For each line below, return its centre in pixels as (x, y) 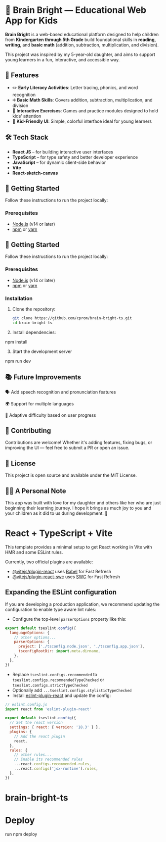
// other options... (35, 637)
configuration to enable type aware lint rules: (51, 609)
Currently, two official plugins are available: (49, 562)
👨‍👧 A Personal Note (36, 491)
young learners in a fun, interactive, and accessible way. (62, 59)
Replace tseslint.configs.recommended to (55, 674)
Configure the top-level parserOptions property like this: (69, 619)
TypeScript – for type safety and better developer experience (75, 157)
